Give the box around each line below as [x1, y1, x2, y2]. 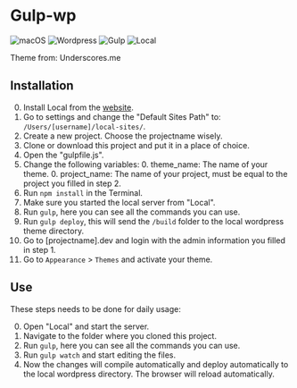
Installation [10, 78, 74, 94]
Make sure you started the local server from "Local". [22, 197, 216, 207]
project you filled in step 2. [22, 178, 121, 189]
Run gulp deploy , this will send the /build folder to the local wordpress [22, 215, 285, 226]
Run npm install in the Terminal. [22, 187, 144, 198]
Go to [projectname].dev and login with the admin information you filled [22, 234, 286, 246]
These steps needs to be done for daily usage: [10, 303, 181, 314]
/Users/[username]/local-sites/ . [22, 121, 146, 131]
